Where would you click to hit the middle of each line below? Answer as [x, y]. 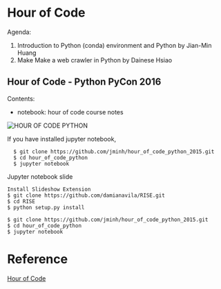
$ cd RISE [21, 201]
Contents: [21, 98]
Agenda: [19, 32]
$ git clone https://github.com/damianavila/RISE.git [86, 195]
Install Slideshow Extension [49, 189]
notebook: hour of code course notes [70, 112]
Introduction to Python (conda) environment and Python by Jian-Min [114, 45]
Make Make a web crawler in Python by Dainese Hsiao [95, 60]
